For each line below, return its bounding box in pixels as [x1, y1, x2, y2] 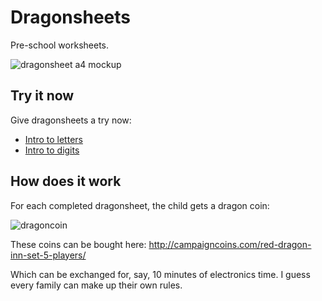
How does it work [10, 173, 122, 190]
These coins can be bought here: [10, 238, 147, 250]
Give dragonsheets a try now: [10, 114, 132, 126]
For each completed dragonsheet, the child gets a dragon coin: [10, 199, 270, 211]
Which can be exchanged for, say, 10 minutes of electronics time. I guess [10, 268, 311, 280]
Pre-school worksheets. [10, 39, 109, 51]
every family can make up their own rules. [10, 279, 183, 291]
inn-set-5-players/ [10, 249, 87, 261]
